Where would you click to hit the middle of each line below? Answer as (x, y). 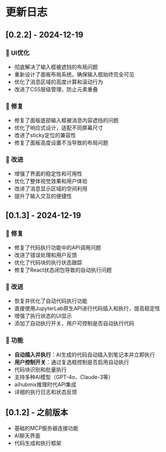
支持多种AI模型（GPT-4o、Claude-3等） (64, 377)
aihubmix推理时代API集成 (45, 384)
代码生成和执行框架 (38, 443)
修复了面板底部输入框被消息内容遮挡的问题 (66, 121)
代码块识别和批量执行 (40, 369)
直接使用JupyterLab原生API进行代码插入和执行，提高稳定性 (87, 309)
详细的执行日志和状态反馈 (46, 392)
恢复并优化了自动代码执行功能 (51, 301)
